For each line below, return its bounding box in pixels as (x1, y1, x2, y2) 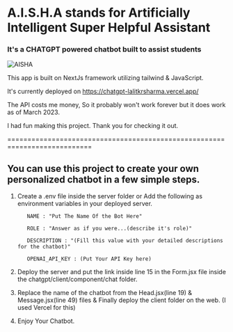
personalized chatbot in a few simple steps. (7, 173, 200, 185)
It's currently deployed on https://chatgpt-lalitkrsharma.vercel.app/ (7, 87, 200, 95)
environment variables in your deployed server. (17, 200, 153, 208)
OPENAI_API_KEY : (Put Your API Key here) (26, 255, 152, 262)
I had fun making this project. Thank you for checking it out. (7, 122, 179, 130)
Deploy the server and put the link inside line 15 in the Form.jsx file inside (17, 268, 226, 276)
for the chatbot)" (17, 244, 71, 251)
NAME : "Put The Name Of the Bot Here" (26, 213, 143, 220)
